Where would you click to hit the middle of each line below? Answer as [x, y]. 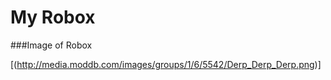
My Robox [53, 17]
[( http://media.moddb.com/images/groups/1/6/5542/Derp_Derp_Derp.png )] [166, 64]
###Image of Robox [51, 45]
